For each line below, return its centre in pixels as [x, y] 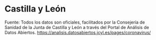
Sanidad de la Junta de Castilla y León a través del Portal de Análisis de [77, 27]
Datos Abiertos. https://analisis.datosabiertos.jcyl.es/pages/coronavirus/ [78, 32]
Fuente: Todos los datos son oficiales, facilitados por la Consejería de [75, 22]
